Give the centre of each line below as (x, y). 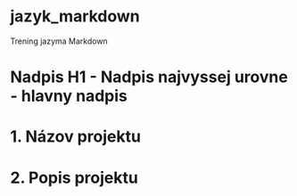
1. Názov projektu (76, 137)
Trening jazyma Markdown (59, 41)
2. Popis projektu (74, 178)
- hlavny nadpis (69, 96)
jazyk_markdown (75, 16)
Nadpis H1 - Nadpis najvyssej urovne (149, 77)
